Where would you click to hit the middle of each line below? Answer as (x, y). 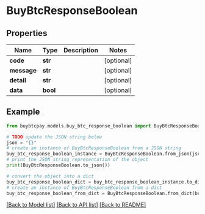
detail (18, 80)
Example (23, 112)
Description (81, 50)
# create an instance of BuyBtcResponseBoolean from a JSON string (94, 148)
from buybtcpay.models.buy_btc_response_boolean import (79, 126)
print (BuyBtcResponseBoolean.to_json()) (59, 165)
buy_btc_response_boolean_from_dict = (56, 193)
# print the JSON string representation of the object (77, 160)
